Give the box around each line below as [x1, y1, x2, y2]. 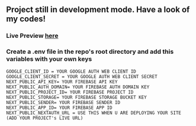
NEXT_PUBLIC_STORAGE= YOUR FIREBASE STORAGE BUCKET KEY [6, 94, 147, 100]
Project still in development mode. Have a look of [6, 5, 190, 15]
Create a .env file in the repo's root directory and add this [6, 47, 174, 56]
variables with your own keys [6, 55, 92, 63]
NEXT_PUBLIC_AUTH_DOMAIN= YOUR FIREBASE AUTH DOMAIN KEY [6, 84, 150, 90]
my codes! [6, 14, 46, 24]
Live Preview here [6, 32, 59, 40]
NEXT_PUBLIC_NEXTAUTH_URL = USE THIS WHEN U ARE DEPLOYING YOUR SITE [6, 109, 182, 116]
